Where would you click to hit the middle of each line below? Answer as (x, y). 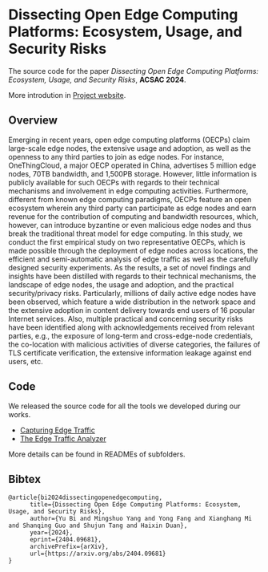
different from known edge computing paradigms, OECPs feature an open (130, 199)
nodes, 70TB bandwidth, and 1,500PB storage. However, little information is (133, 173)
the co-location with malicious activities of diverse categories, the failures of (134, 344)
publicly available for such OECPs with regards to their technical (114, 182)
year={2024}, (51, 533)
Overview (33, 121)
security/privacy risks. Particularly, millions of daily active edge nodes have (132, 293)
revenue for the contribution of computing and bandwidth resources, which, (133, 216)
